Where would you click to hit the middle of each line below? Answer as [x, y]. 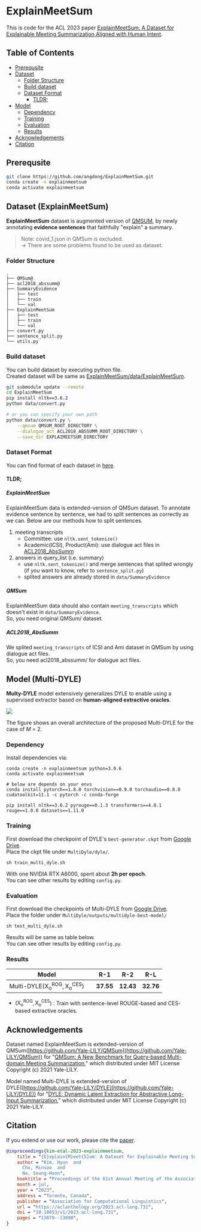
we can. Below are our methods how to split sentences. [74, 521]
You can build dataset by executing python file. [64, 370]
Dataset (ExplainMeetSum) [57, 206]
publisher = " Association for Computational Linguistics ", [92, 1201]
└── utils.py [22, 341]
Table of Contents [40, 53]
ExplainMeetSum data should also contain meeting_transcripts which [92, 606]
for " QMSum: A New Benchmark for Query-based [105, 1057]
